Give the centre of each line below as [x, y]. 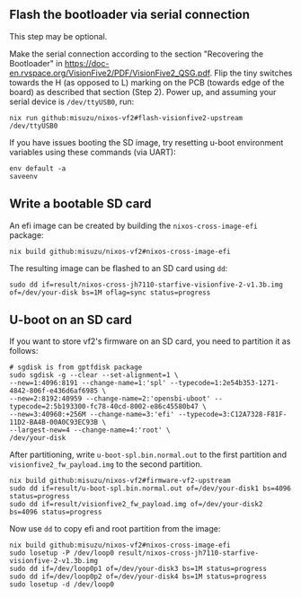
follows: [24, 351]
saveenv [24, 176]
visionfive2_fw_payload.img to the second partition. [106, 464]
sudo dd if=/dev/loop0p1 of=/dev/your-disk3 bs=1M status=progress [138, 569]
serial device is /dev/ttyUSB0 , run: [72, 101]
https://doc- [87, 63]
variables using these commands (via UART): [93, 152]
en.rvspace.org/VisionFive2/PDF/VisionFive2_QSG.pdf [110, 73]
